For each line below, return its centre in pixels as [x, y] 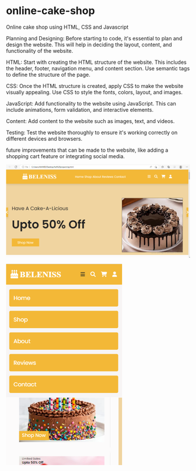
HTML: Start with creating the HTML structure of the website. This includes [96, 62]
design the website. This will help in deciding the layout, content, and [89, 45]
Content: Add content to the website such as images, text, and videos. [90, 121]
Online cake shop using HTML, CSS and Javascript [67, 27]
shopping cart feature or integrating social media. [66, 156]
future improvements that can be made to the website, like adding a [87, 150]
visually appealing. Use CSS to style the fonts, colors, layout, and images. [94, 92]
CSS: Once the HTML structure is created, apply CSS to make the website [95, 86]
